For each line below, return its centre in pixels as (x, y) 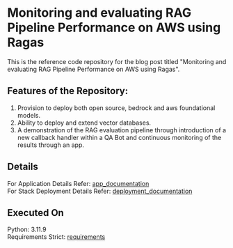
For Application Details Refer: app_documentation (78, 183)
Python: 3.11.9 (27, 230)
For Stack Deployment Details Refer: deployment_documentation (100, 191)
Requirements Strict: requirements (56, 237)
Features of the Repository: (68, 91)
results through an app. (51, 145)
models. (29, 115)
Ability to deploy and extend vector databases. (84, 123)
